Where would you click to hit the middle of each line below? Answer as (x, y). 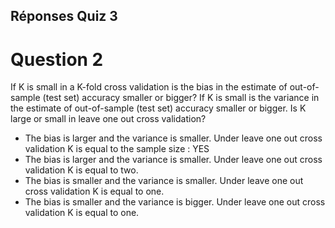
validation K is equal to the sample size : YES (117, 149)
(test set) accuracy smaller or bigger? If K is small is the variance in (181, 98)
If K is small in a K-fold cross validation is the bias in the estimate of (149, 87)
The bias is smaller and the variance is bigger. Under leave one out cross (175, 202)
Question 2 (57, 59)
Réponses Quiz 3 (64, 16)
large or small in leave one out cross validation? (108, 119)
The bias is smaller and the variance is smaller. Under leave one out (164, 181)
